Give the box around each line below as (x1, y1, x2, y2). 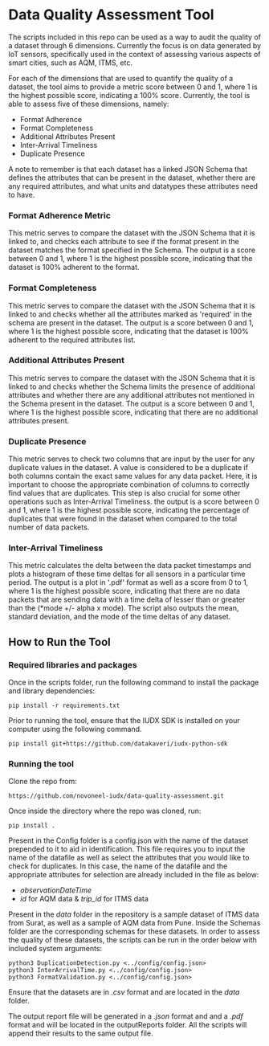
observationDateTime (19, 885, 92, 895)
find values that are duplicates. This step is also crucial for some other (8, 488, 241, 498)
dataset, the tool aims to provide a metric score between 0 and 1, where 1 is (8, 82, 259, 92)
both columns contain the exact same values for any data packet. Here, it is (8, 472, 258, 481)
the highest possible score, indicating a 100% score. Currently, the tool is (8, 90, 251, 100)
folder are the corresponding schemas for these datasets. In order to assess (8, 926, 261, 937)
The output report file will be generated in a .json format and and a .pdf (8, 1011, 243, 1021)
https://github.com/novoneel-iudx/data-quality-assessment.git (8, 792, 225, 800)
